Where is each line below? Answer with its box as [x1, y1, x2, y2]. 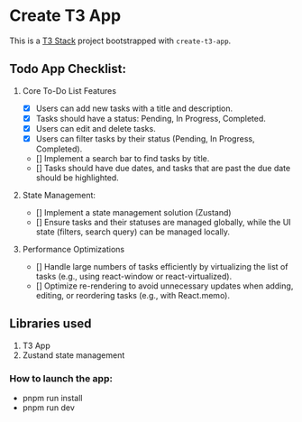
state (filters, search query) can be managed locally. [35, 226, 231, 237]
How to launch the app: [9, 372, 113, 384]
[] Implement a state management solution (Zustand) [35, 207, 232, 217]
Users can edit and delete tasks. [35, 123, 156, 133]
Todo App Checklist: [9, 61, 126, 77]
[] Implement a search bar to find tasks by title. [35, 153, 210, 163]
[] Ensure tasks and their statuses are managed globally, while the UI [35, 217, 291, 227]
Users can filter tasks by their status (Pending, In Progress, [35, 133, 255, 144]
